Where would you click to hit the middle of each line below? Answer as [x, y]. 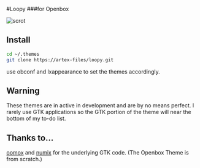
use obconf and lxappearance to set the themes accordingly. [83, 71]
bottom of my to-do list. [36, 118]
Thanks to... [30, 138]
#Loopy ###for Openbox [38, 9]
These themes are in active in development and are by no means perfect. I [100, 105]
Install [18, 40]
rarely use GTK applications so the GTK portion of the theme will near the [99, 112]
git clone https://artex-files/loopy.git [60, 60]
